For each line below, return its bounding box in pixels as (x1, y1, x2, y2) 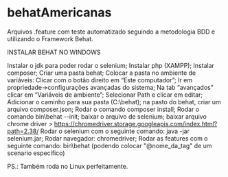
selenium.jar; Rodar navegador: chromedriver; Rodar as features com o (7, 134, 208, 142)
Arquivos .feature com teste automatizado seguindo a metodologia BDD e (7, 27, 215, 36)
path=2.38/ (7, 127, 39, 135)
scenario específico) (7, 149, 65, 157)
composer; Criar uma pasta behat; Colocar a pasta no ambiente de (7, 69, 196, 77)
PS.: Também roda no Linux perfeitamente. (7, 162, 128, 170)
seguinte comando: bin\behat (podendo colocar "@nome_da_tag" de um (7, 141, 212, 150)
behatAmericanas (7, 5, 112, 21)
